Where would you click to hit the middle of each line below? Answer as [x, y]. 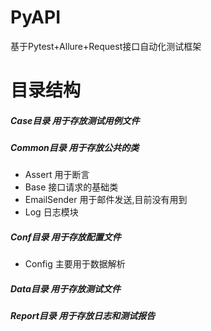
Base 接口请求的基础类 [71, 187]
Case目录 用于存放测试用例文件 [75, 120]
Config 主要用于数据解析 [75, 264]
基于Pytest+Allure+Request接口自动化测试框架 [106, 46]
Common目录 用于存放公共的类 [75, 148]
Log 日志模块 [51, 212]
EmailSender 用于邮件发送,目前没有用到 [106, 200]
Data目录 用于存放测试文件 [66, 289]
